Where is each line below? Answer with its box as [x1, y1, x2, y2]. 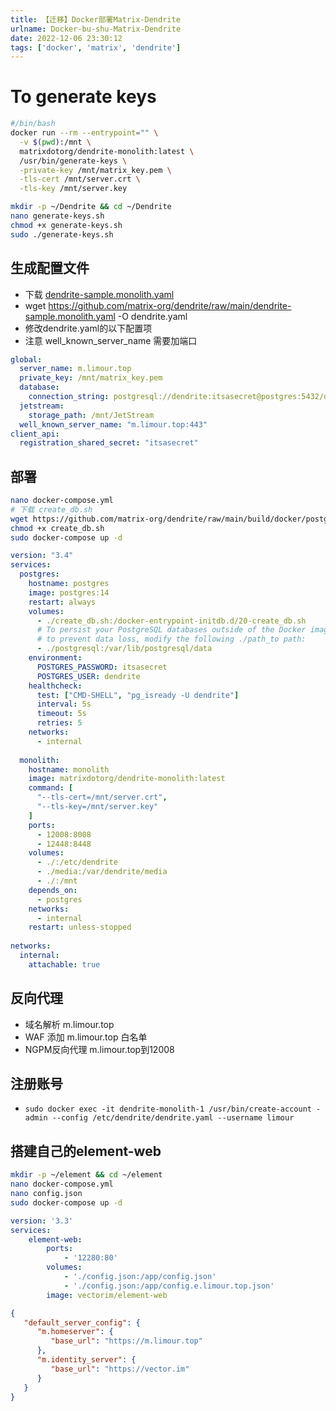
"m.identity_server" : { [36, 1355, 137, 1365]
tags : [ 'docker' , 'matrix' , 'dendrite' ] [10, 42, 182, 53]
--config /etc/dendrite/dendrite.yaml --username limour [51, 1113, 295, 1123]
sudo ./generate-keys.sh [10, 229, 114, 240]
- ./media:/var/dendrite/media [36, 867, 168, 877]
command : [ [28, 783, 74, 793]
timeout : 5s [36, 709, 87, 719]
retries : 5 [36, 718, 83, 728]
